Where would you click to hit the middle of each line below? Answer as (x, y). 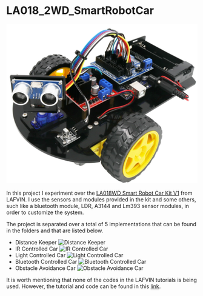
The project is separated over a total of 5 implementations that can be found (101, 224)
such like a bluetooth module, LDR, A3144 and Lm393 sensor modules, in (98, 206)
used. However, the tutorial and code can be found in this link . (84, 286)
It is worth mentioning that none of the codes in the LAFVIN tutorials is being (101, 280)
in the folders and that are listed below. (55, 230)
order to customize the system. (45, 212)
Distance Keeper (36, 243)
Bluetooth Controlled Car (46, 262)
